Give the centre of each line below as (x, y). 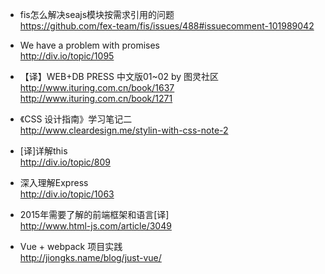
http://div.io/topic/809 (65, 162)
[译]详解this (43, 151)
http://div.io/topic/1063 (67, 194)
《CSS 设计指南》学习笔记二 (76, 119)
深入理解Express (54, 182)
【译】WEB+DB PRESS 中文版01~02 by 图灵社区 (119, 76)
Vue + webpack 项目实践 (71, 246)
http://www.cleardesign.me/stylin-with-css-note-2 (124, 130)
